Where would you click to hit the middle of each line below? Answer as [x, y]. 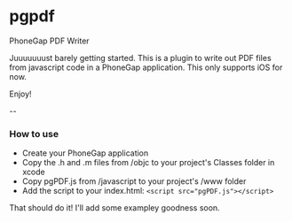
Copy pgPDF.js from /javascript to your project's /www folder [134, 181]
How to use [34, 134]
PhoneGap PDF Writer [50, 41]
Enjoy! [21, 94]
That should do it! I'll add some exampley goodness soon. [114, 208]
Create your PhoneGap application [85, 153]
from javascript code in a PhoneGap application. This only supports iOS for [146, 67]
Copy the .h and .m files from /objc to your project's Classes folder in [148, 163]
